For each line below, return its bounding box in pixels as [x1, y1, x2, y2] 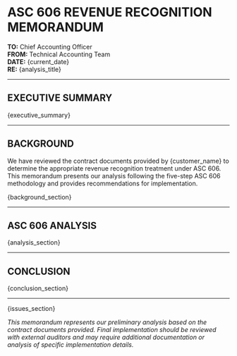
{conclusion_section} [7, 284, 69, 293]
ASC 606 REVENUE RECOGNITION [7, 4, 213, 20]
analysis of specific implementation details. [7, 340, 134, 349]
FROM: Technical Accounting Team [7, 50, 111, 59]
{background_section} [7, 192, 72, 201]
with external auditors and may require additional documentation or [7, 333, 205, 342]
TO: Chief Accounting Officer [7, 42, 93, 51]
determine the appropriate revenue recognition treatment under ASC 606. [7, 164, 221, 173]
